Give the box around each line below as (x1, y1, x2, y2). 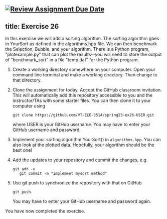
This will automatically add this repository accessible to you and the (12, 92, 153, 98)
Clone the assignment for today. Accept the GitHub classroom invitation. (12, 87, 162, 93)
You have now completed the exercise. (5, 208, 85, 214)
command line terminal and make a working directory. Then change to (12, 72, 158, 78)
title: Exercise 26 (5, 22, 59, 31)
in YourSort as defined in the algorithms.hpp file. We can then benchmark (5, 41, 157, 47)
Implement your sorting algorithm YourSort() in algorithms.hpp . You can (12, 137, 161, 143)
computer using (12, 103, 46, 109)
